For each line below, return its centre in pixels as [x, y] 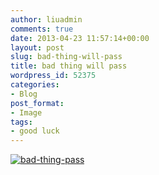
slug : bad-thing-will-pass [66, 57]
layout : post [37, 47]
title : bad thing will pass [69, 66]
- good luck [35, 131]
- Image [26, 112]
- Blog [24, 94]
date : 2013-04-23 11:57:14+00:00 [80, 38]
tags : [21, 122]
